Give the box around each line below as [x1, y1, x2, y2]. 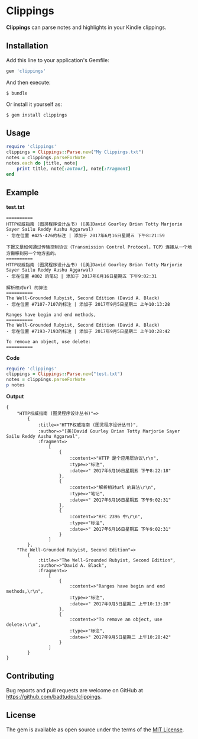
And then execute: [6, 79, 51, 86]
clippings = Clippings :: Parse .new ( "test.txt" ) [6, 371, 123, 377]
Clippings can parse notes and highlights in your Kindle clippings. [6, 24, 167, 31]
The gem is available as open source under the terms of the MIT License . [6, 726, 184, 733]
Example [6, 188, 39, 198]
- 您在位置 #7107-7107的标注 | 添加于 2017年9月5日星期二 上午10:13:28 [6, 301, 170, 307]
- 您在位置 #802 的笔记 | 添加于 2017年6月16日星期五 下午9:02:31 [6, 273, 157, 279]
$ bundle [6, 90, 28, 96]
